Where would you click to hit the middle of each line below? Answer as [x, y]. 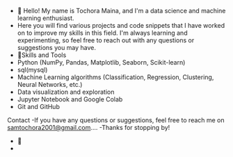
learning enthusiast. [46, 18]
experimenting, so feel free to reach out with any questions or [106, 40]
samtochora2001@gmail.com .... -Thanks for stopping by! [89, 127]
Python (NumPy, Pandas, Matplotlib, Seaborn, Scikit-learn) [101, 62]
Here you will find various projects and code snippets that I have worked [121, 25]
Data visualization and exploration [66, 92]
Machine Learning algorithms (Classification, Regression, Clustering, [115, 77]
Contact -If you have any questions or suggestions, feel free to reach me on [116, 120]
